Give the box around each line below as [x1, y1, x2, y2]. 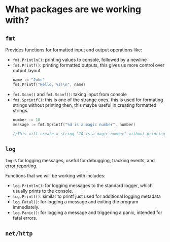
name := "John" [12, 77, 45, 82]
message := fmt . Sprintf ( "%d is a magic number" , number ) [12, 122, 136, 127]
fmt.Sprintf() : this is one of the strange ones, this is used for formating [12, 97, 163, 103]
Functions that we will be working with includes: [5, 173, 106, 179]
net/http [5, 230, 33, 237]
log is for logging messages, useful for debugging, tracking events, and [5, 158, 155, 164]
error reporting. [5, 163, 38, 169]
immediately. [12, 204, 40, 210]
